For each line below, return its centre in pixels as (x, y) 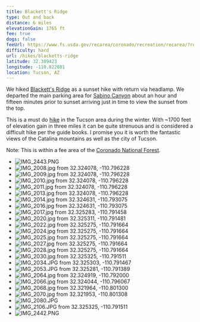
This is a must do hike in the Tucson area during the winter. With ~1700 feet (99, 120)
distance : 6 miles (29, 23)
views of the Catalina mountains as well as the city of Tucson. (82, 139)
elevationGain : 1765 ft (36, 28)
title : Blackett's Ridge (37, 12)
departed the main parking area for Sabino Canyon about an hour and (92, 96)
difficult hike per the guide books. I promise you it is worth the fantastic (93, 132)
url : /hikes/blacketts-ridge (42, 56)
